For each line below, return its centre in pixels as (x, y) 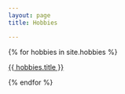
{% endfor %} (31, 82)
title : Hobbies (33, 23)
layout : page (29, 15)
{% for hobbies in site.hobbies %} (63, 52)
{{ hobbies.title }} (36, 67)
